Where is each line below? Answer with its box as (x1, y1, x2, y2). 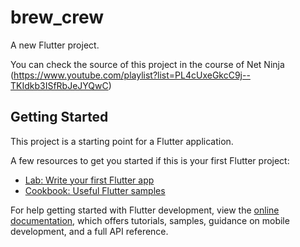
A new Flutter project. (10, 39, 100, 51)
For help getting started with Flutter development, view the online (10, 204, 280, 216)
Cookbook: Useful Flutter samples (24, 184, 166, 196)
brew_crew (10, 6, 105, 29)
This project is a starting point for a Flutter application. (10, 135, 234, 147)
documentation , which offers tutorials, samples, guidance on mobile (10, 214, 290, 226)
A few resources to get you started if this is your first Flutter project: (10, 154, 290, 166)
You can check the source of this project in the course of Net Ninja (10, 58, 285, 70)
